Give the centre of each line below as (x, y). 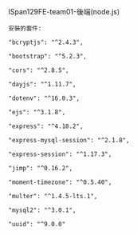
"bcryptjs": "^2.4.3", (46, 42)
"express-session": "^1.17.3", (60, 154)
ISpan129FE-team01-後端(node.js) (64, 12)
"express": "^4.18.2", (46, 126)
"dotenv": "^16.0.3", (44, 98)
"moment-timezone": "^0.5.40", (60, 182)
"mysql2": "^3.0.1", (43, 210)
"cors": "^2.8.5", (39, 70)
